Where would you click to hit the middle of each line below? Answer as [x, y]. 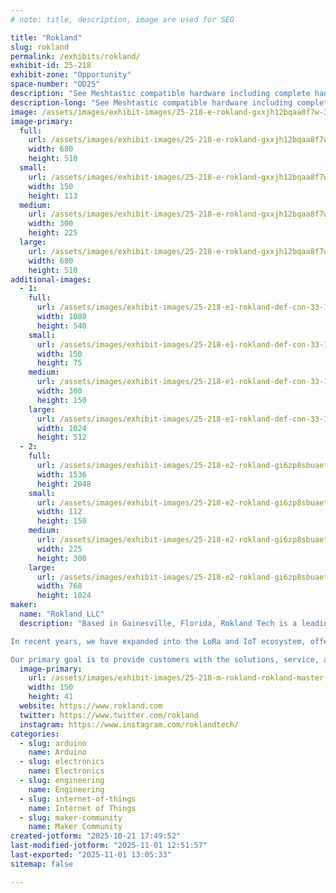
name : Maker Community [75, 827]
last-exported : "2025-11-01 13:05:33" [91, 855]
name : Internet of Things [82, 808]
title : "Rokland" [46, 37]
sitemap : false [42, 864]
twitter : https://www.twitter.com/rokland [109, 715]
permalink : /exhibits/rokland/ [75, 56]
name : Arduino [57, 752]
